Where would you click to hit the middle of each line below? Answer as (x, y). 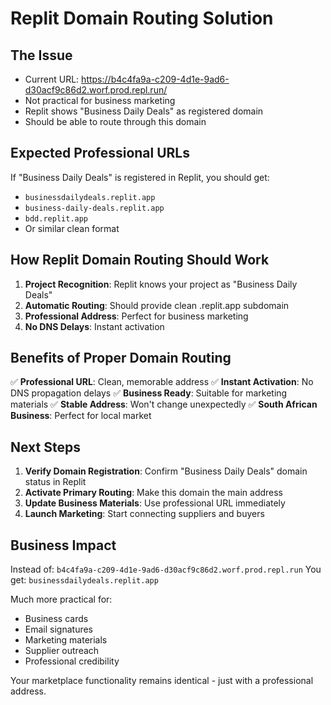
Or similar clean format (72, 228)
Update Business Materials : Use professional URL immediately (155, 503)
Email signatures (59, 629)
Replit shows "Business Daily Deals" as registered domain (144, 111)
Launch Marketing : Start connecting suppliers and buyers (144, 514)
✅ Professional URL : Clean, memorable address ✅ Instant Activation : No (162, 382)
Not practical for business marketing (100, 100)
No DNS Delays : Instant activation (94, 326)
